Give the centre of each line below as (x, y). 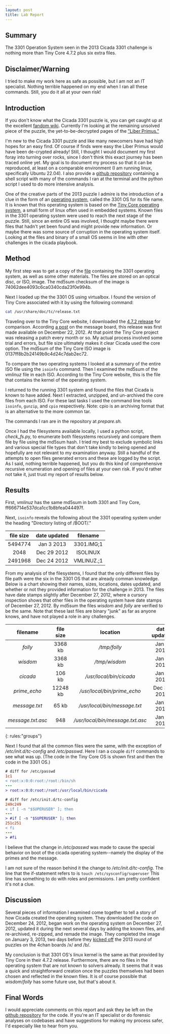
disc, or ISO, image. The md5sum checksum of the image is (67, 282)
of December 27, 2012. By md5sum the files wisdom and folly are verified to (84, 606)
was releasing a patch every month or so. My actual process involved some (84, 337)
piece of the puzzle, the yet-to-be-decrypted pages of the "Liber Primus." (82, 131)
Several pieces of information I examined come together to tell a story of (81, 912)
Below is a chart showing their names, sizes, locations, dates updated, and (83, 584)
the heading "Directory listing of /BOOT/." (48, 523)
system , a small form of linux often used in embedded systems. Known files (84, 210)
